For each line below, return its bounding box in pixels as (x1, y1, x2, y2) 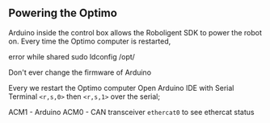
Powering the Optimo (8, 6, 117, 20)
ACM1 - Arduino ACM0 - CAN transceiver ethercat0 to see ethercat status (8, 107, 255, 117)
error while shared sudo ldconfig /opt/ (8, 51, 136, 61)
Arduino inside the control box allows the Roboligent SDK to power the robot (8, 27, 263, 37)
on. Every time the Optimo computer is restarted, (8, 36, 171, 46)
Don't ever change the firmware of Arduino (8, 68, 152, 77)
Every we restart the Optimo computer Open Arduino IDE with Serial (8, 83, 234, 92)
